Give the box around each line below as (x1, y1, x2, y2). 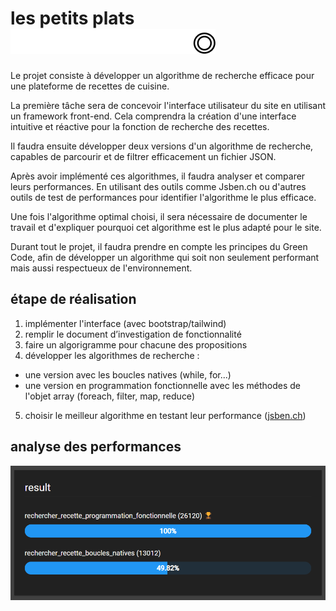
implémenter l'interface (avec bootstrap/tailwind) (24, 317, 227, 329)
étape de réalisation (10, 291, 137, 308)
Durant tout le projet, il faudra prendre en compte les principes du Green (10, 240, 308, 252)
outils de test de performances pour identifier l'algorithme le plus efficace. (10, 191, 317, 203)
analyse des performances (10, 438, 182, 456)
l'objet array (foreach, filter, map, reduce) (24, 390, 195, 402)
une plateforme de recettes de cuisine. (10, 80, 170, 92)
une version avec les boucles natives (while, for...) (24, 368, 232, 381)
